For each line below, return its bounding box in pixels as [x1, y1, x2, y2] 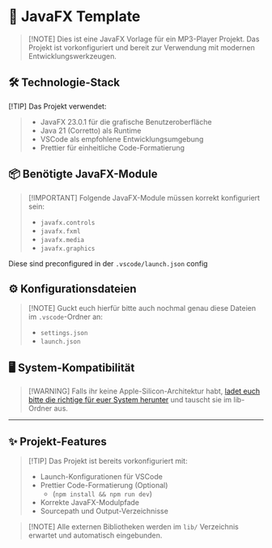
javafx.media [40, 236, 85, 244]
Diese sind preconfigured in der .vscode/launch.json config [8, 258, 208, 268]
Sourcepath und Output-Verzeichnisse [40, 506, 168, 516]
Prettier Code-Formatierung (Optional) [40, 481, 168, 490]
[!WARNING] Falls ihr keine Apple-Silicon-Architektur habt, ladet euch [28, 386, 261, 396]
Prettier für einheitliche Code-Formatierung [40, 142, 185, 152]
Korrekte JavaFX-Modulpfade [40, 498, 140, 507]
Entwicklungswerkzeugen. [28, 51, 117, 61]
